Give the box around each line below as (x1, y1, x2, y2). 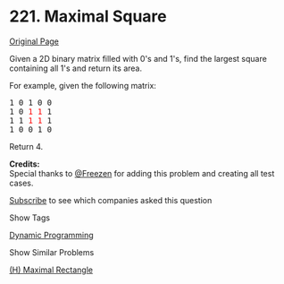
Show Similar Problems (9, 246, 95, 257)
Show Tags (9, 212, 51, 223)
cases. (9, 177, 34, 188)
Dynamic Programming (9, 229, 94, 240)
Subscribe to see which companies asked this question (9, 194, 213, 205)
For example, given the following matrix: (9, 80, 156, 90)
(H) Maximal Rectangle (9, 264, 94, 275)
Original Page (9, 36, 60, 47)
